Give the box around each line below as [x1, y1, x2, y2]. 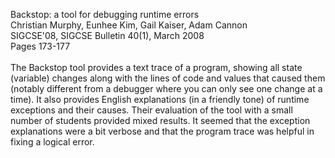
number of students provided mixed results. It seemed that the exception [10, 115, 311, 126]
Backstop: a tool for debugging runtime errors [10, 9, 200, 20]
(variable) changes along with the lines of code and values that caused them [10, 72, 326, 84]
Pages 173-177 [10, 40, 71, 52]
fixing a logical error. [10, 136, 95, 148]
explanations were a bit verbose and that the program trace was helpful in [10, 125, 315, 137]
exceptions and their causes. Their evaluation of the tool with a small [10, 104, 293, 116]
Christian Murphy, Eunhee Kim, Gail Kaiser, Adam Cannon [10, 19, 248, 31]
